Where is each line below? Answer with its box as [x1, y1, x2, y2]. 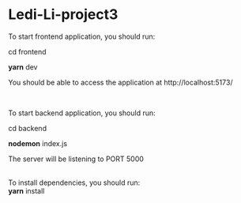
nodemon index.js [8, 138, 68, 148]
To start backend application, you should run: [8, 108, 156, 118]
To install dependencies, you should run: [8, 178, 141, 187]
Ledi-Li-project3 [8, 6, 119, 24]
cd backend [8, 123, 47, 133]
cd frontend [8, 47, 47, 56]
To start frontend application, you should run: [8, 32, 156, 41]
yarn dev [8, 62, 38, 72]
